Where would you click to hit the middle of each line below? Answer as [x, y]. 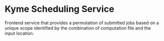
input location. [19, 33]
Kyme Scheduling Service [59, 9]
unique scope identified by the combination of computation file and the [78, 28]
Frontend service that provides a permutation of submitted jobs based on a [82, 23]
